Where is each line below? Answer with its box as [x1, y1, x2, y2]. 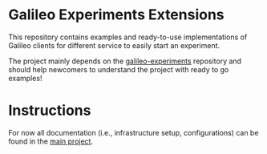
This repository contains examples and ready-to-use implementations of [8, 32, 248, 42]
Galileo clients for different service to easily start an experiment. [8, 40, 220, 50]
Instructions [8, 102, 91, 120]
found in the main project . [8, 136, 94, 146]
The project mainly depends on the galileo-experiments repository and [8, 56, 242, 66]
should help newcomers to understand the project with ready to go [8, 64, 229, 74]
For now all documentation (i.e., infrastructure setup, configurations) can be [8, 128, 259, 137]
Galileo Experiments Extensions [8, 6, 225, 24]
